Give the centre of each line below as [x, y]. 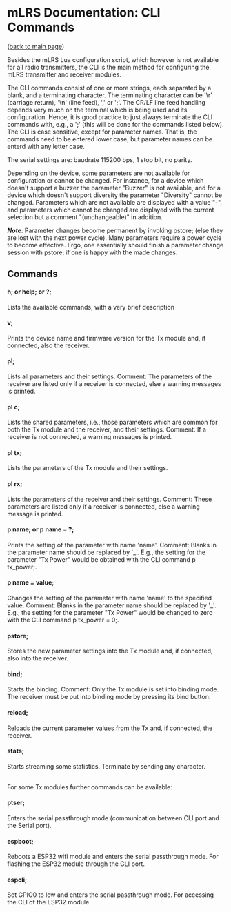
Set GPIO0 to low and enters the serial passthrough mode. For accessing [111, 895]
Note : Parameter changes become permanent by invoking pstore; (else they [115, 230]
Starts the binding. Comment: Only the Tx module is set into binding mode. [113, 689]
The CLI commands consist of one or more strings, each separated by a [109, 88]
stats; [16, 751]
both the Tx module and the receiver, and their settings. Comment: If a [107, 429]
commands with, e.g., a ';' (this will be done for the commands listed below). [115, 124]
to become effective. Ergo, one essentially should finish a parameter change [115, 245]
